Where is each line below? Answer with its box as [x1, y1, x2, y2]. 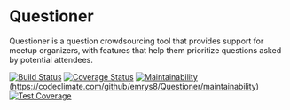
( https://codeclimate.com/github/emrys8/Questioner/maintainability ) [9, 81, 260, 91]
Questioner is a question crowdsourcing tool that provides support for [9, 35, 264, 46]
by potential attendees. [9, 54, 93, 65]
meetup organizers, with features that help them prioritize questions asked [9, 44, 282, 55]
